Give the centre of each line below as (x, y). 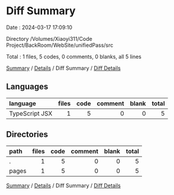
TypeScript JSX (31, 113)
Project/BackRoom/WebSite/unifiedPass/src (60, 45)
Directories (27, 135)
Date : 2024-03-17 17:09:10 (39, 27)
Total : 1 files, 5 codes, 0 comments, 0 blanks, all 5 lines (74, 56)
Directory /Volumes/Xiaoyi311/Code (49, 39)
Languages (27, 87)
